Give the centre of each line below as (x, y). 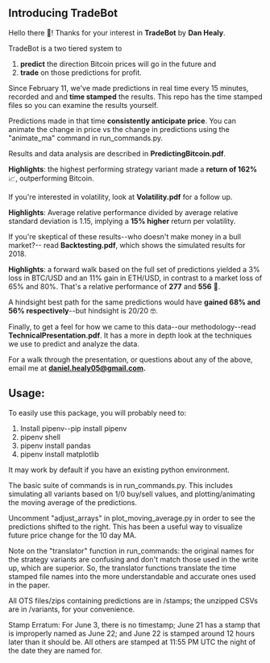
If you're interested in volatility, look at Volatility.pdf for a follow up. (120, 197)
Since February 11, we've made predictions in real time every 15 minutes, (129, 88)
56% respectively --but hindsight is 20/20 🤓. (83, 310)
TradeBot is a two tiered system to (65, 48)
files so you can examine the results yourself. (83, 105)
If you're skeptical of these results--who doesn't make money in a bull (125, 236)
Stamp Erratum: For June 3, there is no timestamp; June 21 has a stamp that (134, 624)
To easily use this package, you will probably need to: (98, 412)
